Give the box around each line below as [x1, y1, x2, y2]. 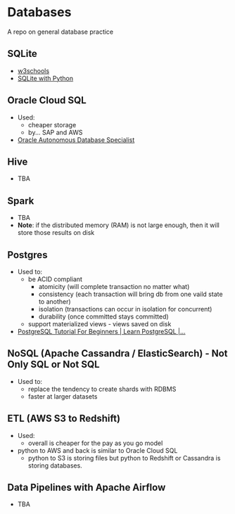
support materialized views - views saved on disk [27, 320, 172, 328]
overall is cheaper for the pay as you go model [27, 439, 163, 447]
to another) [38, 297, 72, 306]
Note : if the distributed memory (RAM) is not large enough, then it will [17, 221, 220, 229]
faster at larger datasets [27, 392, 98, 401]
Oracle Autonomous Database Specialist [17, 135, 135, 144]
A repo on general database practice [7, 27, 114, 36]
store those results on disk [17, 229, 95, 237]
